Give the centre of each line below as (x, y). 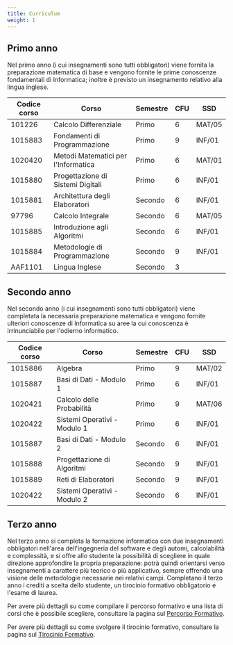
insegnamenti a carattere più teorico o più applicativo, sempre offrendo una (115, 570)
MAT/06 (209, 404)
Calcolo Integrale (81, 216)
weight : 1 (21, 20)
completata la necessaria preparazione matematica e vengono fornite (106, 316)
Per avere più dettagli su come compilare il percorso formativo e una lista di (115, 606)
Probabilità (74, 409)
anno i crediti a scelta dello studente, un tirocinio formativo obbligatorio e (112, 585)
